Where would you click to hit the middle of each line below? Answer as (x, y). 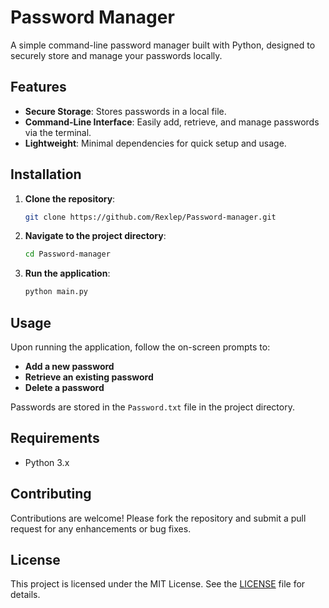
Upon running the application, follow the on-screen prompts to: (140, 347)
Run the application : (67, 273)
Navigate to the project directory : (95, 236)
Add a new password (69, 366)
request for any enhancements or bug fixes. (101, 528)
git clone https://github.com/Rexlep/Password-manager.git (150, 217)
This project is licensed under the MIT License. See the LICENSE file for (158, 584)
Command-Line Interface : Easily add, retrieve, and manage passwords (172, 122)
